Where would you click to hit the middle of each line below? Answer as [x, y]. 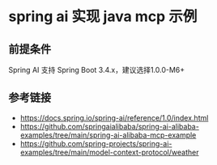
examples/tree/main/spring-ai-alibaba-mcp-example [108, 135]
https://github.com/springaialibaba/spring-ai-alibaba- [110, 126]
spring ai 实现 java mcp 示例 [103, 17]
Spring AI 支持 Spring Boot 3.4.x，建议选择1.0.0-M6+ [97, 70]
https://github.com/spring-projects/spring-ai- [96, 143]
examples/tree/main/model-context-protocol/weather [109, 152]
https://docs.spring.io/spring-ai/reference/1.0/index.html [114, 117]
